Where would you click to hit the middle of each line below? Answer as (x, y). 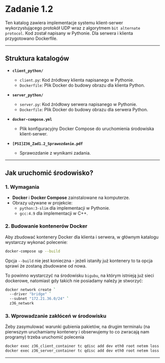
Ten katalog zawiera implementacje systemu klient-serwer (64, 23)
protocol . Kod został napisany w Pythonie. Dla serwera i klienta (69, 33)
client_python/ (28, 71)
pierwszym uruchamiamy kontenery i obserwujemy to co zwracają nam (77, 332)
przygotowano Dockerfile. (31, 38)
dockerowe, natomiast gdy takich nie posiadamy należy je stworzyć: (74, 280)
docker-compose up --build (33, 251)
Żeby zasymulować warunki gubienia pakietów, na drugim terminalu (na (78, 327)
